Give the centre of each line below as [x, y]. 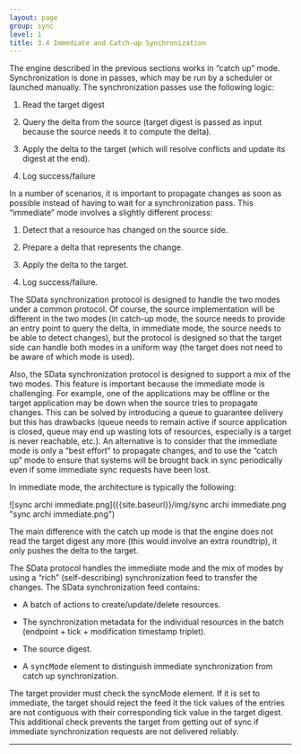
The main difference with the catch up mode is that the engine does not [142, 532]
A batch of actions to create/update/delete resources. [121, 605]
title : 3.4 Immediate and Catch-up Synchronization [107, 43]
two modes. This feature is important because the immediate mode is [138, 384]
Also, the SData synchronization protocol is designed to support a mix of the [150, 375]
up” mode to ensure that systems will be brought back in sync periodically [146, 460]
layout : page [34, 18]
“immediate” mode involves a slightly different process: [111, 213]
